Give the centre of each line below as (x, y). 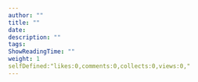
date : (17, 30)
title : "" (24, 23)
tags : (17, 45)
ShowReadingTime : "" (42, 52)
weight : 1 (24, 59)
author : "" (26, 15)
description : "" (34, 37)
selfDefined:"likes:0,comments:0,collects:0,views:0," (99, 66)
